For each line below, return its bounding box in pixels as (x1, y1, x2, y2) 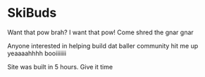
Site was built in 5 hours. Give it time (7, 62, 113, 71)
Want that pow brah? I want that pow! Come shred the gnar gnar (7, 28, 194, 36)
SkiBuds (7, 5, 57, 21)
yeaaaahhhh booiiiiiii (7, 49, 67, 57)
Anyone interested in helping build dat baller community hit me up (7, 41, 199, 50)
